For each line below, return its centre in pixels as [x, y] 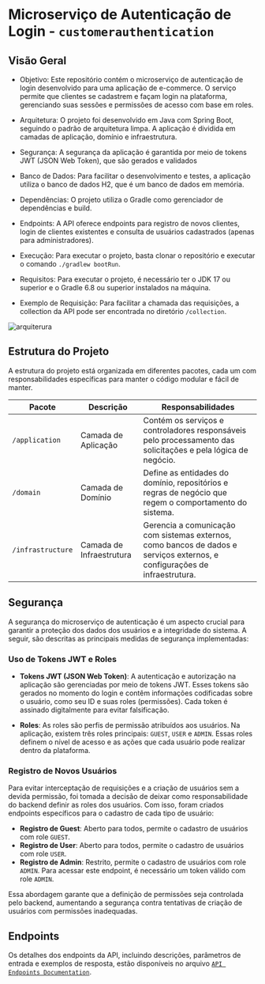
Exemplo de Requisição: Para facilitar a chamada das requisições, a [129, 303]
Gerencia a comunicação [189, 525]
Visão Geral [37, 61]
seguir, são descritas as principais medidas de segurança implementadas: [129, 638]
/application [37, 440]
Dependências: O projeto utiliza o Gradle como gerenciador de [121, 200]
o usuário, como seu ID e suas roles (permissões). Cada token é [123, 701]
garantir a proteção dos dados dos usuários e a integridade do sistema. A [127, 630]
